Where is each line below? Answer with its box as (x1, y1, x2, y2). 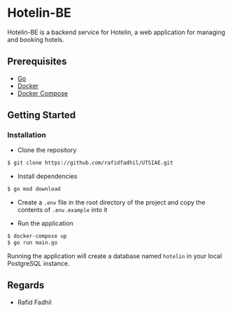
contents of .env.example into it (17, 206, 108, 214)
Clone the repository (17, 146, 77, 154)
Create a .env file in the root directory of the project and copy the (17, 198, 206, 207)
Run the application (17, 219, 73, 228)
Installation (7, 131, 47, 140)
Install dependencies (17, 172, 78, 181)
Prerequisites (7, 56, 67, 68)
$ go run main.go (7, 239, 58, 246)
